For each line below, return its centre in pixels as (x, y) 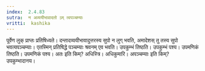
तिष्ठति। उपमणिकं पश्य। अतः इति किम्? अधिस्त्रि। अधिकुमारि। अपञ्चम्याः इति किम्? (88, 54)
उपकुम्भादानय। (21, 61)
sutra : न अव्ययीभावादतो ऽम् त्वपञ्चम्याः (45, 18)
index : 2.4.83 (26, 12)
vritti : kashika (28, 23)
